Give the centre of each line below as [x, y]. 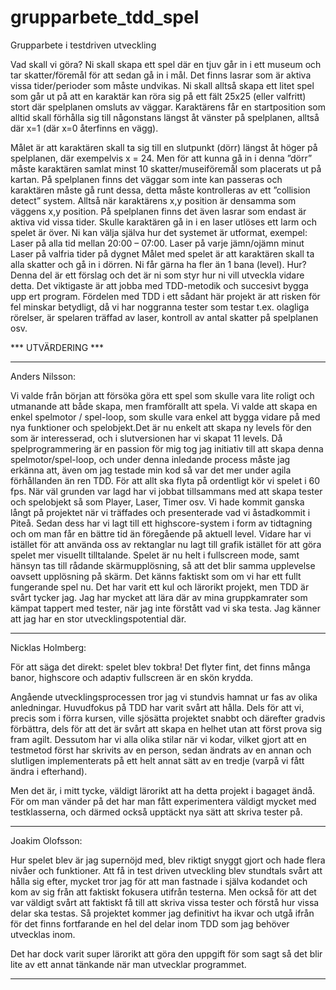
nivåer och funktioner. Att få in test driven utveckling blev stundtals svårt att [166, 870]
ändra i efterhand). [49, 771]
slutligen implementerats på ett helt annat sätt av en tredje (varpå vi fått [157, 760]
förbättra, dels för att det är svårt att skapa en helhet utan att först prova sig [166, 728]
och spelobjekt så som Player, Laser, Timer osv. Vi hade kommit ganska [157, 502]
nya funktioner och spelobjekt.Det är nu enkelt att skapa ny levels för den [161, 427]
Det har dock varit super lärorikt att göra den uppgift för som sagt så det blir [166, 953]
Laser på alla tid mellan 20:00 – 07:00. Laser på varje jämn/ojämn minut [157, 243]
